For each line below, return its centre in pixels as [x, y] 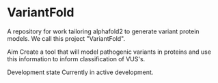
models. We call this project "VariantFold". [66, 38]
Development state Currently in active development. [80, 72]
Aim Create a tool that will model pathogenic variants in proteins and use [109, 52]
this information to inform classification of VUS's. [76, 59]
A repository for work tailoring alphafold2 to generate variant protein [103, 31]
